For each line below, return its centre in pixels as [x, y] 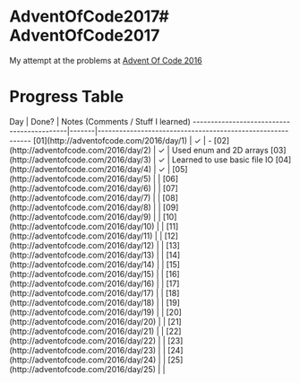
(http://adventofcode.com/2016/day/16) [82, 283]
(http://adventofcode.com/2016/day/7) [80, 197]
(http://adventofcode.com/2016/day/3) [81, 160]
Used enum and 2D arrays [220, 150]
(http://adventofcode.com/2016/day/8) [81, 207]
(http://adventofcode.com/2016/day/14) [82, 264]
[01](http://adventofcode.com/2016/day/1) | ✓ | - [122, 140]
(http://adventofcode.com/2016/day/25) [83, 369]
